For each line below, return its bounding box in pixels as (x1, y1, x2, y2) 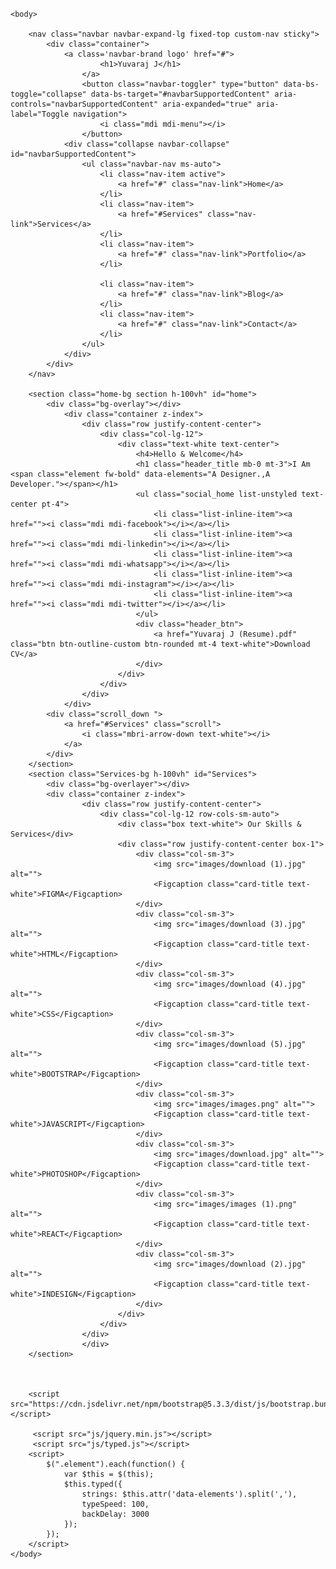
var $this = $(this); (63, 1469, 155, 1480)
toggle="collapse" (10, 89, 87, 100)
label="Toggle (10, 109, 70, 120)
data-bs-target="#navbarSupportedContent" (90, 89, 271, 100)
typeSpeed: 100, (81, 1499, 150, 1510)
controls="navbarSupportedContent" (10, 99, 159, 110)
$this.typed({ (63, 1479, 123, 1490)
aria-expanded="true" (162, 99, 253, 110)
